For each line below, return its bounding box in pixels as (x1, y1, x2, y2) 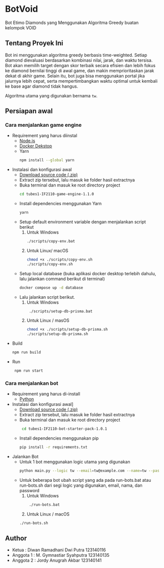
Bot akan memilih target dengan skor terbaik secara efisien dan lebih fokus (5, 62, 156, 68)
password (19, 487, 40, 493)
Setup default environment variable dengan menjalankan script (19, 219, 146, 225)
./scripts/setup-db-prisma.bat (29, 308, 93, 314)
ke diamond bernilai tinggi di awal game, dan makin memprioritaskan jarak (5, 68, 155, 73)
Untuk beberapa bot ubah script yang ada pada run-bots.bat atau (19, 477, 151, 483)
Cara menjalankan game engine (5, 121, 82, 128)
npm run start (14, 368, 43, 373)
